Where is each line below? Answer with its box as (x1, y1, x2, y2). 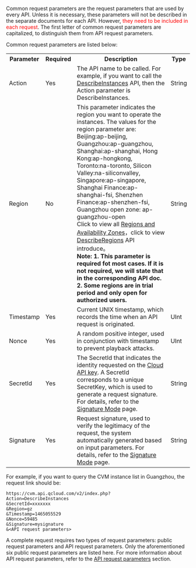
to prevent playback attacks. (76, 344, 155, 352)
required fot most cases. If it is (76, 259, 164, 268)
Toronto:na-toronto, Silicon (76, 162, 152, 169)
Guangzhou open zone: (76, 206, 141, 213)
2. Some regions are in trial (76, 282, 153, 289)
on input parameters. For (76, 444, 145, 452)
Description (104, 55, 138, 63)
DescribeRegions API (76, 236, 135, 244)
